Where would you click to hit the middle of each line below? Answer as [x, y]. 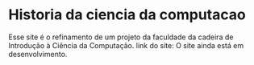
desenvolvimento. [38, 54]
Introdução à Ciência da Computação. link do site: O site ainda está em [126, 45]
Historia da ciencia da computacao [127, 15]
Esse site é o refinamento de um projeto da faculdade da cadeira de [121, 37]
